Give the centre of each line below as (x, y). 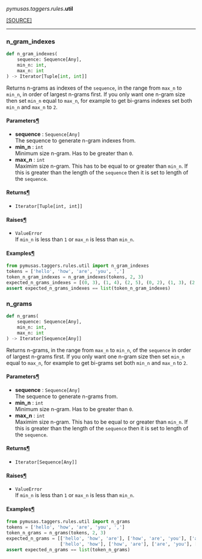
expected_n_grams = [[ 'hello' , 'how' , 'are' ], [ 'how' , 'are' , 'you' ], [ (99, 538)
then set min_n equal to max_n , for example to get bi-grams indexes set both (99, 100)
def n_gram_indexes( (32, 54)
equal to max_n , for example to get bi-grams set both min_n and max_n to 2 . (97, 362)
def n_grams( (23, 316)
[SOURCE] (19, 20)
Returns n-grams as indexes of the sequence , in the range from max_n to (94, 88)
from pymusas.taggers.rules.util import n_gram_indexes (78, 266)
